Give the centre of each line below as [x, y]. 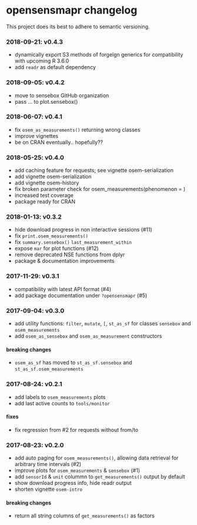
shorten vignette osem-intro [49, 489]
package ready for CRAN [45, 202]
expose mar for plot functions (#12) [56, 249]
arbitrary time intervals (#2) [48, 464]
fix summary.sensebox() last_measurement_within [73, 242]
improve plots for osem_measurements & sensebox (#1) [77, 470]
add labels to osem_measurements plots [60, 397]
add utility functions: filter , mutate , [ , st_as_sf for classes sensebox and [103, 323]
